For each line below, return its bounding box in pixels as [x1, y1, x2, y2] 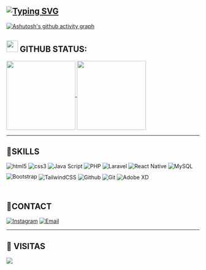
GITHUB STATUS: [19, 44, 88, 55]
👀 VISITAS [6, 241, 46, 252]
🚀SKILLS [6, 147, 40, 157]
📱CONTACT [6, 201, 52, 212]
